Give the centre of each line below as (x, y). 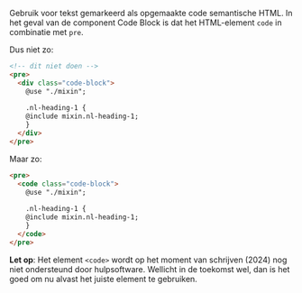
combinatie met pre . (46, 32)
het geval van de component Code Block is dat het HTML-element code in (146, 23)
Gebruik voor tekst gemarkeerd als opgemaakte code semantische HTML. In (151, 13)
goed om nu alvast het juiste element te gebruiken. (104, 279)
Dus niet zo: (32, 50)
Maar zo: (26, 159)
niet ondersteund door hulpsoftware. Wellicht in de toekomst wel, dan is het (150, 269)
